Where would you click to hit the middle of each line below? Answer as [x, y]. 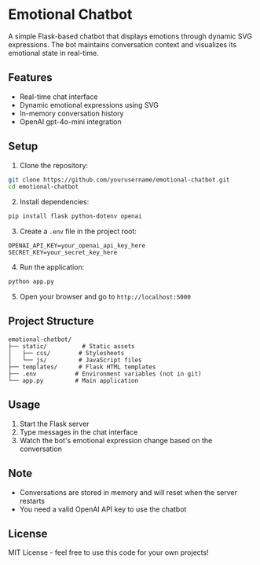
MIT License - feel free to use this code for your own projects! [109, 552]
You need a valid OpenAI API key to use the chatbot [103, 509]
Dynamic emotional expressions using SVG [89, 105]
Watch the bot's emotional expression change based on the [116, 440]
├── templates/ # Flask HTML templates [82, 367]
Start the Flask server [54, 424]
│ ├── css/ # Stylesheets [66, 353]
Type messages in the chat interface [79, 432]
